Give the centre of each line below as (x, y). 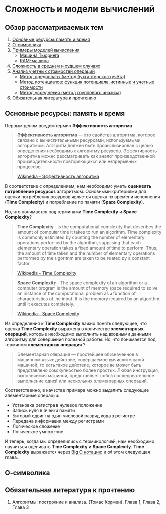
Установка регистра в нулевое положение (57, 405)
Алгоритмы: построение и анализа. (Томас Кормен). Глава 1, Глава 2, (86, 502)
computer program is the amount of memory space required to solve (87, 288)
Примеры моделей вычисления (46, 50)
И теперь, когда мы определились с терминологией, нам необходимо (80, 441)
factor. (24, 263)
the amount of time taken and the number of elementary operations (86, 253)
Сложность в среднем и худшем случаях (56, 66)
